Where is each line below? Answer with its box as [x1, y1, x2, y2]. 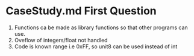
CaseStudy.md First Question [5, 4, 157, 18]
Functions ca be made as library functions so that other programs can [14, 24, 188, 31]
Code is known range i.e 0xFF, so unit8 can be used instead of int [14, 43, 178, 50]
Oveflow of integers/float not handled [14, 36, 108, 43]
